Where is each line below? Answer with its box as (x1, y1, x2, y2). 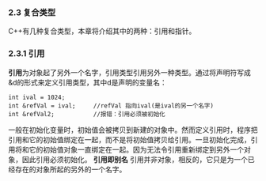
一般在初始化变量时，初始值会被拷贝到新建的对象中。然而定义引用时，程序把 (8, 125, 258, 134)
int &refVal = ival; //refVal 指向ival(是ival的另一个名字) (8, 101, 214, 110)
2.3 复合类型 (8, 6, 56, 17)
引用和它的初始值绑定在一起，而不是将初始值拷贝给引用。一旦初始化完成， (8, 134, 251, 144)
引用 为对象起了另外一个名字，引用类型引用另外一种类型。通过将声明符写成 (8, 67, 251, 77)
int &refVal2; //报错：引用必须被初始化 (8, 110, 165, 118)
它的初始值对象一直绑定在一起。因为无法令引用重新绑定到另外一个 (28, 145, 244, 154)
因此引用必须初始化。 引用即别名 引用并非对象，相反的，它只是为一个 (21, 154, 248, 164)
